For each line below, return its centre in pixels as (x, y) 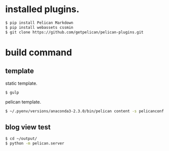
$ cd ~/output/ (21, 139)
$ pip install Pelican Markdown (39, 23)
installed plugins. (42, 9)
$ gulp (12, 92)
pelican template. (23, 102)
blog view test (28, 127)
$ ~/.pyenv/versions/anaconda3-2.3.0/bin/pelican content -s (71, 111)
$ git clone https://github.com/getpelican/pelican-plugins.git (74, 32)
